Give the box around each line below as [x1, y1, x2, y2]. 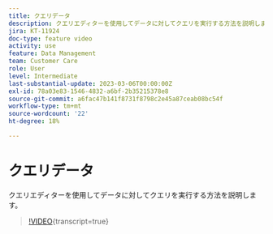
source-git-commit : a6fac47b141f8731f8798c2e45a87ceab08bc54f [8, 95, 223, 103]
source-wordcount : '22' [8, 110, 89, 118]
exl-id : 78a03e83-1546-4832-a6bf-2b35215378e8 [8, 87, 169, 96]
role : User [8, 65, 45, 73]
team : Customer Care [8, 57, 79, 66]
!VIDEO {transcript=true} [28, 216, 110, 226]
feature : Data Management [8, 49, 96, 57]
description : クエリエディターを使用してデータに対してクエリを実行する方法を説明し [8, 19, 261, 28]
